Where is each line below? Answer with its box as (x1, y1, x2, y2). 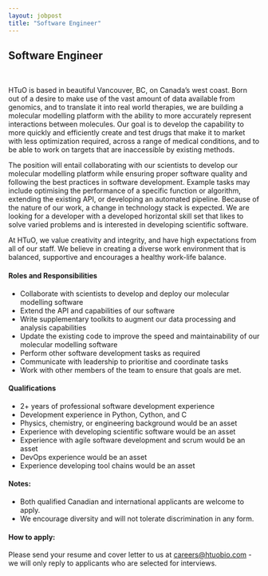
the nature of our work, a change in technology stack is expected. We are (8, 203, 250, 213)
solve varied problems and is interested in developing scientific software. (8, 220, 249, 230)
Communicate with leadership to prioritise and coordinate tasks (19, 357, 229, 366)
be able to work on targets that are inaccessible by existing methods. (8, 145, 235, 154)
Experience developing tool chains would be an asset (19, 461, 195, 470)
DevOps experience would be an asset (19, 452, 148, 462)
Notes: (8, 479, 32, 489)
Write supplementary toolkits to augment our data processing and (19, 314, 237, 324)
